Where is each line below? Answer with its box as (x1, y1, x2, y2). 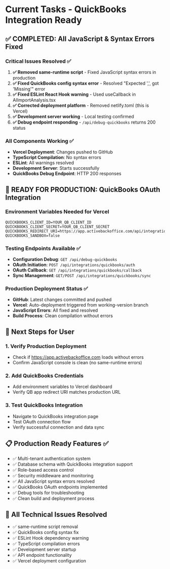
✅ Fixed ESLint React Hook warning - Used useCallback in (12, 91, 136, 97)
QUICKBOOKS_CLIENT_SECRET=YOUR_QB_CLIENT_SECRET (5, 224, 110, 229)
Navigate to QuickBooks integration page (12, 413, 99, 419)
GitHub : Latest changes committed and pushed (12, 296, 112, 302)
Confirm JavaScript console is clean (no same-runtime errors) (12, 360, 143, 366)
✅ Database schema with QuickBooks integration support (12, 461, 133, 467)
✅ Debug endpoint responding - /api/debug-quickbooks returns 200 (12, 119, 156, 125)
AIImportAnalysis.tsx (12, 97, 56, 103)
